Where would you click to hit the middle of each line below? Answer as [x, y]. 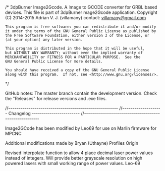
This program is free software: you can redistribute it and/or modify [81, 27]
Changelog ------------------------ [44, 113]
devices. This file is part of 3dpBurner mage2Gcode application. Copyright [81, 12]
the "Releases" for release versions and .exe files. [56, 98]
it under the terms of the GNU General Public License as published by [81, 31]
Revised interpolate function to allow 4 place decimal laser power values [79, 153]
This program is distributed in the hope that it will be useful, [75, 49]
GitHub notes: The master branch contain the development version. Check [81, 93]
